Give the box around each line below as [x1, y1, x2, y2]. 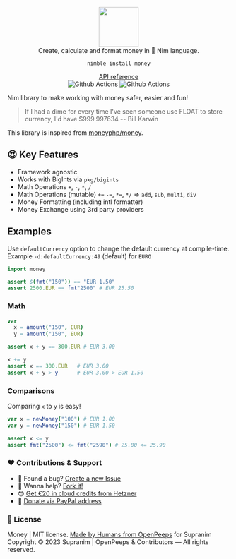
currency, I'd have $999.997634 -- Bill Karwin [24, 115, 159, 123]
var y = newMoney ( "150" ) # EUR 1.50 [7, 422, 115, 429]
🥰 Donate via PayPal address [17, 496, 102, 505]
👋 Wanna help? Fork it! [17, 481, 83, 490]
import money [7, 265, 46, 272]
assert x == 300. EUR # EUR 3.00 [7, 362, 110, 370]
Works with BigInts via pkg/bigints [17, 175, 119, 184]
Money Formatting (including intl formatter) [17, 198, 143, 206]
